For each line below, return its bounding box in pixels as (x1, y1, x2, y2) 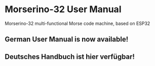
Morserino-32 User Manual (5, 4, 122, 15)
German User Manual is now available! (5, 35, 129, 44)
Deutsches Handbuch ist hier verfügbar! (5, 52, 135, 61)
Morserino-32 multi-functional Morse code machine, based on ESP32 (5, 20, 150, 26)
